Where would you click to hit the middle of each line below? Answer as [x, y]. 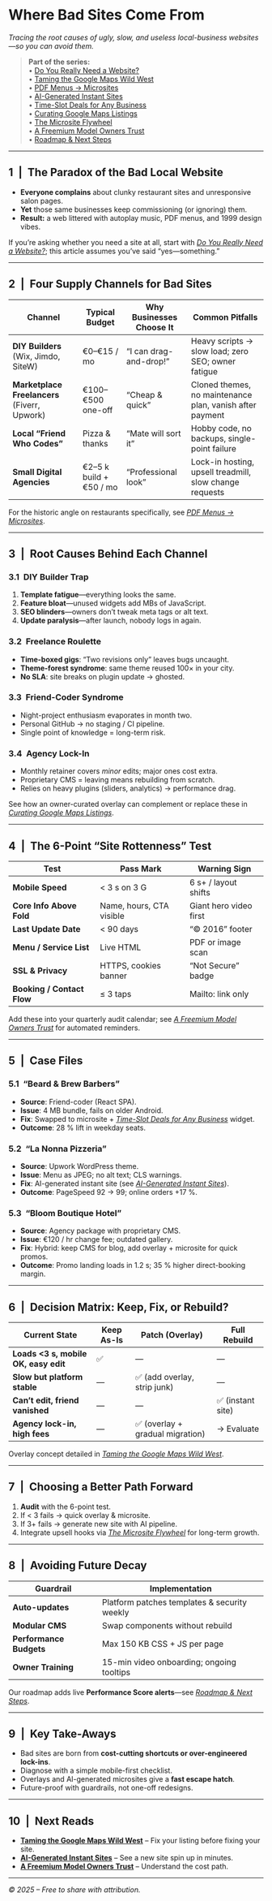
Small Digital [37, 472]
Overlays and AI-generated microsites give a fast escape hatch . [127, 1779]
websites [244, 37]
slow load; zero [220, 351]
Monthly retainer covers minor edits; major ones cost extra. [119, 771]
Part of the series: [59, 62]
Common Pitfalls [225, 317]
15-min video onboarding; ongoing [169, 1662]
